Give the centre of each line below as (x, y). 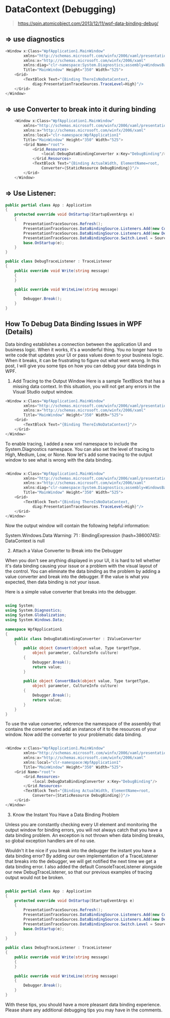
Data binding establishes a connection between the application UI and (78, 344)
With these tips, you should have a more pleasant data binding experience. (83, 1004)
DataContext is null (25, 541)
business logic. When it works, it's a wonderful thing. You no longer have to (84, 349)
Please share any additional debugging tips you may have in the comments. (84, 1010)
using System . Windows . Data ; (35, 620)
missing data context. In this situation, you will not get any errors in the (86, 386)
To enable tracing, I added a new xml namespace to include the (71, 444)
